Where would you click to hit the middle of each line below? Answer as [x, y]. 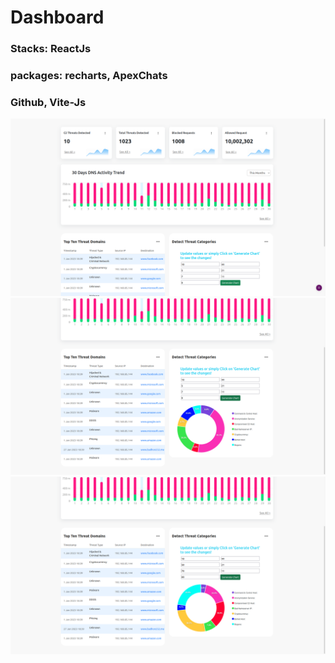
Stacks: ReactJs [51, 49]
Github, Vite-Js [48, 102]
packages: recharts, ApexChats [89, 76]
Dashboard [57, 17]
